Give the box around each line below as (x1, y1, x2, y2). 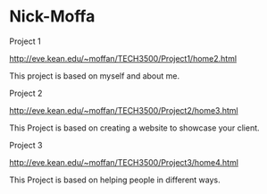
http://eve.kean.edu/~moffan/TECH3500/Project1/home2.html (9, 53, 238, 63)
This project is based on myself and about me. (9, 70, 180, 81)
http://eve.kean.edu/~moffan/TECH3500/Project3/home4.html (9, 156, 239, 167)
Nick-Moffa (9, 6, 96, 27)
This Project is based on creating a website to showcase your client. (9, 122, 261, 133)
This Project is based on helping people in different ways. (9, 174, 221, 185)
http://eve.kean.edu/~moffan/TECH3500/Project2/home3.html (9, 105, 238, 115)
